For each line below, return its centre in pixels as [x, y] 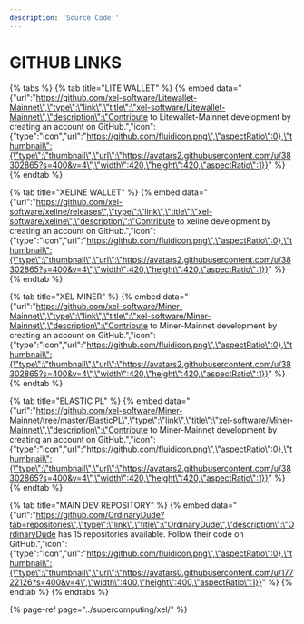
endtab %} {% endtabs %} [59, 591]
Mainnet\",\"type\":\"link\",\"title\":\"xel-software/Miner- [110, 316]
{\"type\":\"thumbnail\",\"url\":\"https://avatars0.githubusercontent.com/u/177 [152, 572]
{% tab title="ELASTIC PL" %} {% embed [86, 401]
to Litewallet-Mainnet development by [221, 117]
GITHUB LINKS [66, 62]
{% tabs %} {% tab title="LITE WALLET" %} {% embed [112, 88]
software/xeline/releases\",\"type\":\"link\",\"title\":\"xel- [111, 211]
